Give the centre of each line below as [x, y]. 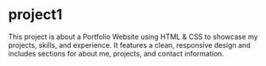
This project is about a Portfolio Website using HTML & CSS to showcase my [133, 37]
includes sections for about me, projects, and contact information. [116, 53]
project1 [35, 15]
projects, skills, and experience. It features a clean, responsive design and [129, 45]
